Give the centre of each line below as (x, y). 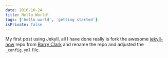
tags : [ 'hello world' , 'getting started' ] (51, 20)
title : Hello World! (27, 15)
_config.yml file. (23, 50)
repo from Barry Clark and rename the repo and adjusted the (79, 45)
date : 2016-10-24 (24, 10)
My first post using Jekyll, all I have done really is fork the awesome (77, 39)
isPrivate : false (24, 24)
